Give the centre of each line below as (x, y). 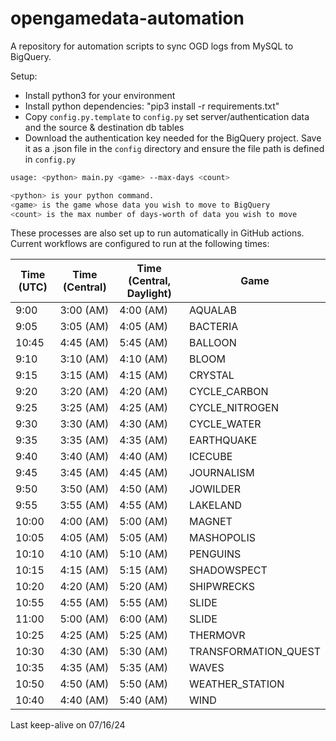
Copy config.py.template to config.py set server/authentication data (167, 116)
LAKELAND (216, 505)
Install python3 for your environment (100, 95)
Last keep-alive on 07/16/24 (68, 725)
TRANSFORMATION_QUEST (255, 652)
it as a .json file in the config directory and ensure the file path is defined (174, 148)
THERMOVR (217, 635)
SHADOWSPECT (228, 570)
